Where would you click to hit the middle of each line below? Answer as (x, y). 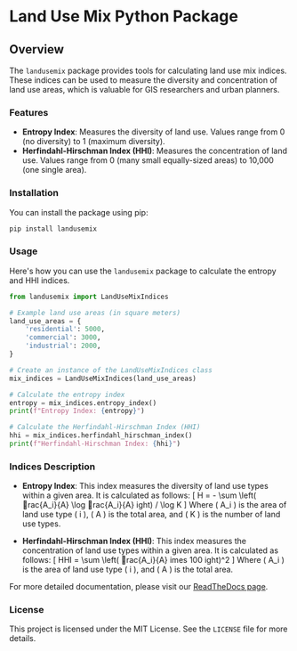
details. (23, 639)
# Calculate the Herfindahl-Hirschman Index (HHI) (105, 427)
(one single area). (54, 170)
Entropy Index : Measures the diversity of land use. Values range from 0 (153, 132)
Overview (37, 49)
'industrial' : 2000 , (63, 346)
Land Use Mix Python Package (124, 16)
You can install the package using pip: (79, 212)
